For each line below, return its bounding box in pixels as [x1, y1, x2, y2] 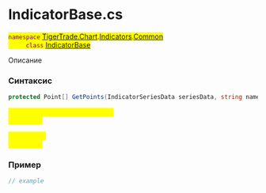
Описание [8, 55, 42, 65]
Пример [8, 160, 42, 171]
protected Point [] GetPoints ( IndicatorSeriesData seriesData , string [8, 93, 243, 101]
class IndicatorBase [25, 40, 91, 49]
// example [8, 177, 44, 185]
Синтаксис [8, 75, 53, 86]
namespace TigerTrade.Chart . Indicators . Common [8, 32, 164, 41]
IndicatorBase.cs [8, 6, 123, 24]
